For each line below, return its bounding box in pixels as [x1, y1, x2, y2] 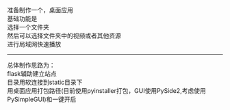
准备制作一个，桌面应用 [7, 6, 73, 14]
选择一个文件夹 [7, 23, 49, 31]
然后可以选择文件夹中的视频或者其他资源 [7, 31, 121, 40]
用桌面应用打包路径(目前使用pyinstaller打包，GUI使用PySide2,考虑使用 [7, 87, 207, 94]
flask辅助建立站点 [7, 70, 57, 77]
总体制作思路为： [7, 61, 55, 69]
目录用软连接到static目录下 [7, 78, 83, 86]
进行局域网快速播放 [7, 40, 62, 48]
